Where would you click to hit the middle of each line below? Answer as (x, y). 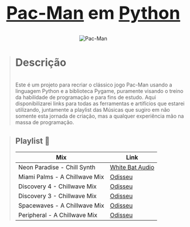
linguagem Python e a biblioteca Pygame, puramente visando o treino (99, 91)
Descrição (41, 62)
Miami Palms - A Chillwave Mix (61, 177)
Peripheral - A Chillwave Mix (58, 215)
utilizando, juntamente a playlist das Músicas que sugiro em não (93, 110)
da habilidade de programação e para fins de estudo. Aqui (85, 98)
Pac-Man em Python (93, 13)
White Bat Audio (132, 168)
